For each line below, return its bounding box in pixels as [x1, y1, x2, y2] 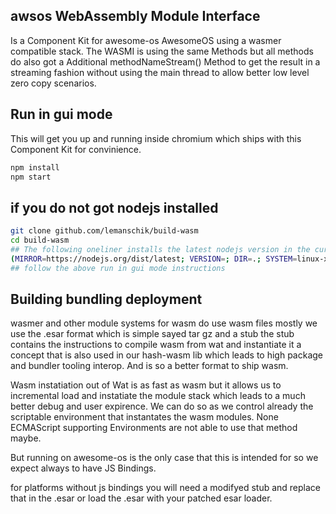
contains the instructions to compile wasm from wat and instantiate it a [10, 339, 302, 351]
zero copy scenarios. [10, 77, 97, 89]
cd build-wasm [10, 235, 70, 246]
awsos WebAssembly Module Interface [10, 8, 261, 25]
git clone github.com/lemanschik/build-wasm [10, 226, 199, 236]
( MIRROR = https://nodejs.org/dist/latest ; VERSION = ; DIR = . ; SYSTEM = [10, 254, 298, 264]
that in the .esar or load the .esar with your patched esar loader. [10, 492, 273, 504]
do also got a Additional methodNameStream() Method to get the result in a [10, 55, 321, 68]
